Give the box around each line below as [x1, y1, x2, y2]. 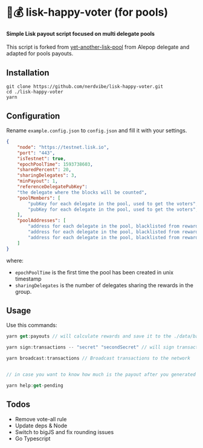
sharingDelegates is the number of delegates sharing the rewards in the [14, 281, 193, 289]
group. [14, 288, 32, 295]
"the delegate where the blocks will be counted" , [17, 189, 147, 195]
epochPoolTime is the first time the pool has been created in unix [14, 268, 174, 276]
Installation [6, 67, 50, 78]
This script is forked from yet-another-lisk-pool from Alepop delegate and [6, 44, 190, 51]
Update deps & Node [14, 422, 68, 429]
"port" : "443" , [17, 150, 56, 156]
